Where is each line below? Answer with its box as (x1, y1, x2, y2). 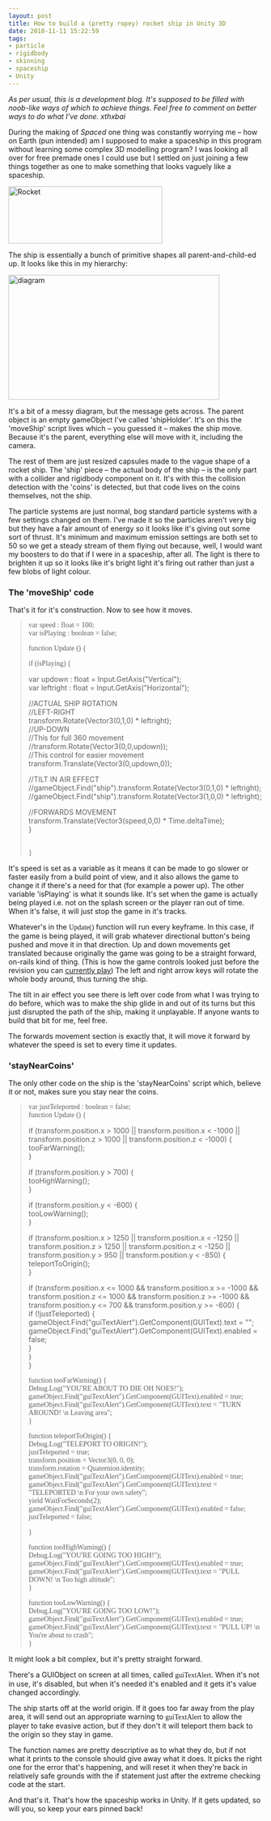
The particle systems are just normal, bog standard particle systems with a (8, 506, 257, 516)
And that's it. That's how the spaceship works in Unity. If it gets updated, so (8, 1795, 261, 1805)
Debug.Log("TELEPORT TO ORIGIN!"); (28, 1440, 148, 1449)
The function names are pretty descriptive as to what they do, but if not (8, 1745, 247, 1755)
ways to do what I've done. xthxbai (8, 111, 126, 121)
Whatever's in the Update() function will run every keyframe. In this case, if (8, 921, 255, 931)
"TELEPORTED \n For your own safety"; (28, 1489, 147, 1497)
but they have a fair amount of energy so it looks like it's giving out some (8, 523, 251, 533)
